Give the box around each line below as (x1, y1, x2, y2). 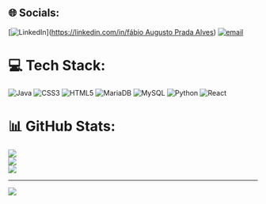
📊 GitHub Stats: (8, 117, 116, 135)
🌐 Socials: (8, 6, 60, 20)
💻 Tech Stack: (8, 57, 106, 74)
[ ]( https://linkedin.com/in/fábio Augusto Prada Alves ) (8, 27, 216, 36)
